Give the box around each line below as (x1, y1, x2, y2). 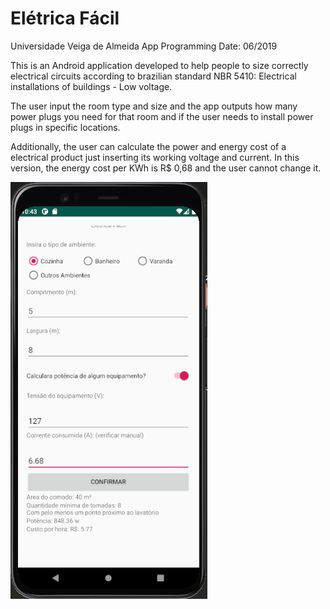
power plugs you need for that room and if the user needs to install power (10, 110, 314, 122)
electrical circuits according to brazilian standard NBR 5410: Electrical (10, 70, 297, 82)
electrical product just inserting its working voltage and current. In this (10, 151, 300, 163)
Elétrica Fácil (10, 7, 120, 30)
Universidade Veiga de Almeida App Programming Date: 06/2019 (10, 40, 278, 52)
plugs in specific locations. (10, 121, 121, 133)
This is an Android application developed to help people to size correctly (10, 59, 309, 71)
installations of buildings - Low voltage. (10, 80, 173, 92)
